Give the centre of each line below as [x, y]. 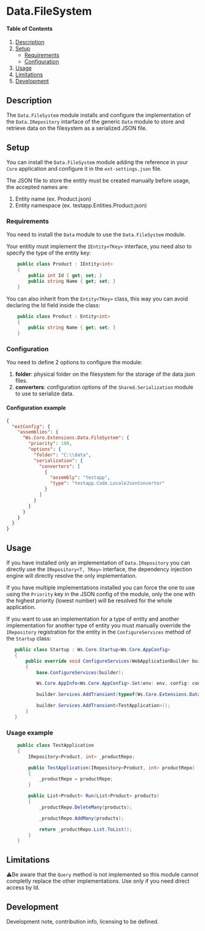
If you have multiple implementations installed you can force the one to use [101, 588]
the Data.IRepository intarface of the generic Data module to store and [95, 122]
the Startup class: [29, 638]
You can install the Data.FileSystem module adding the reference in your [97, 162]
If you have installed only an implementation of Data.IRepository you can [98, 563]
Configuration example [36, 408]
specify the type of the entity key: [49, 253]
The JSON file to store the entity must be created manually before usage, [98, 181]
